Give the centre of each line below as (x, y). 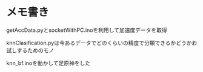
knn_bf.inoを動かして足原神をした (48, 63)
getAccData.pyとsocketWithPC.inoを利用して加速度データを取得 (87, 30)
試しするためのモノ (30, 50)
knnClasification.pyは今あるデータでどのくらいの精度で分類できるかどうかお (102, 43)
